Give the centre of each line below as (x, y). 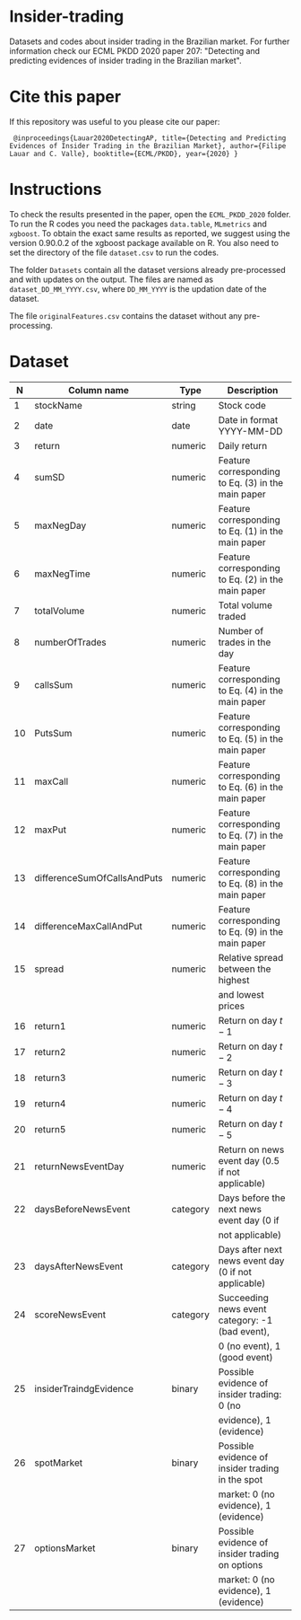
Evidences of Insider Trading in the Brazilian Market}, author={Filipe (148, 145)
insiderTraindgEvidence (84, 1388)
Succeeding (243, 1298)
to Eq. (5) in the (251, 738)
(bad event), (244, 1331)
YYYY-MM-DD (251, 431)
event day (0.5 (249, 1160)
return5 (50, 1129)
